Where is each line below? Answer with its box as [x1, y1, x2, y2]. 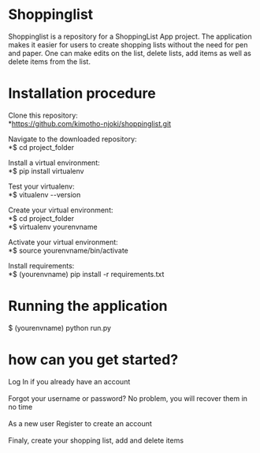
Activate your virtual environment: [8, 237, 118, 246]
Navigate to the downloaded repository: [8, 134, 137, 144]
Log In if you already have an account [8, 376, 131, 386]
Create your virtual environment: [8, 205, 113, 215]
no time [8, 402, 33, 411]
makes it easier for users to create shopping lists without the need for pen [8, 39, 248, 49]
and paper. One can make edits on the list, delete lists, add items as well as [8, 48, 252, 58]
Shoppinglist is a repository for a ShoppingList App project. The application [8, 32, 252, 41]
